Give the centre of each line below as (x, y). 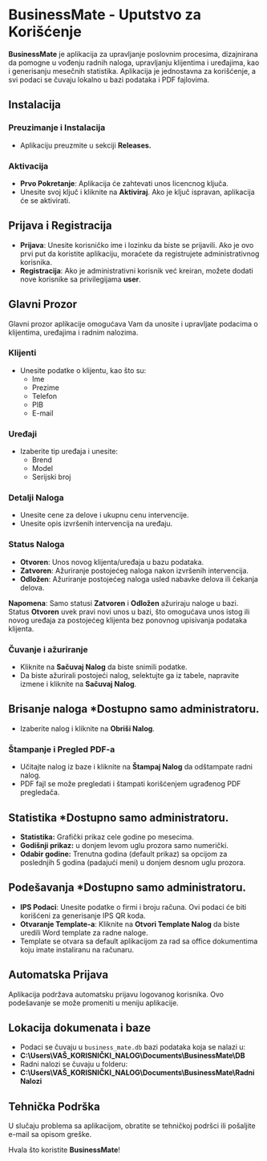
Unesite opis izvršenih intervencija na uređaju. (96, 524)
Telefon (44, 396)
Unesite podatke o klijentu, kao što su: (83, 370)
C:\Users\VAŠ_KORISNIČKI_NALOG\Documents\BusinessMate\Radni (137, 1073)
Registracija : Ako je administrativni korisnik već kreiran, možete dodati (137, 270)
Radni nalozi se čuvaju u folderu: (74, 1064)
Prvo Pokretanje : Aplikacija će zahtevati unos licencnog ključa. (124, 183)
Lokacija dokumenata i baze (79, 1027)
